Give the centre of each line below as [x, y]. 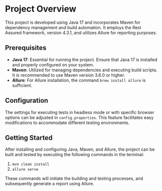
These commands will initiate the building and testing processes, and [74, 178]
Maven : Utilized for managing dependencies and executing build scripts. [85, 70]
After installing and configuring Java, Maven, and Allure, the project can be [80, 149]
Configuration [27, 101]
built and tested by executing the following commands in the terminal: [75, 155]
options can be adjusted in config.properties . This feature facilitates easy [79, 117]
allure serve [25, 170]
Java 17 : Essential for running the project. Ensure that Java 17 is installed [85, 60]
